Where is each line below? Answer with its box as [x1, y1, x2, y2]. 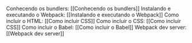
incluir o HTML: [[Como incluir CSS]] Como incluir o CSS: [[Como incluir [6, 18, 181, 24]
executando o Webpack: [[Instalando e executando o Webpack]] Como [6, 11, 179, 18]
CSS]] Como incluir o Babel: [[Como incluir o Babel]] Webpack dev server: [6, 24, 187, 31]
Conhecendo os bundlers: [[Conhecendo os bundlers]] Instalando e [6, 5, 171, 12]
